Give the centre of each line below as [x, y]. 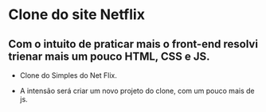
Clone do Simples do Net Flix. [68, 75]
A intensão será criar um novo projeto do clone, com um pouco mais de [137, 91]
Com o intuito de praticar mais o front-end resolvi [133, 44]
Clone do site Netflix [77, 15]
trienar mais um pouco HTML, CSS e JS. [109, 56]
